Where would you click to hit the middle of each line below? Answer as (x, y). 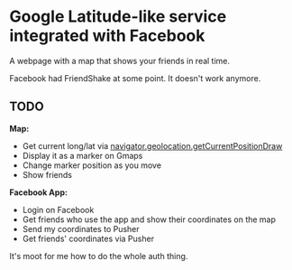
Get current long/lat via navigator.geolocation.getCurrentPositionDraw (152, 145)
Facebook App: (38, 192)
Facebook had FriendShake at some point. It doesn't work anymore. (135, 78)
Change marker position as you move (92, 165)
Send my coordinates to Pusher (81, 228)
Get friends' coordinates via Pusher (88, 238)
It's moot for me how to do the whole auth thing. (99, 256)
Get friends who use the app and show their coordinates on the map (149, 219)
